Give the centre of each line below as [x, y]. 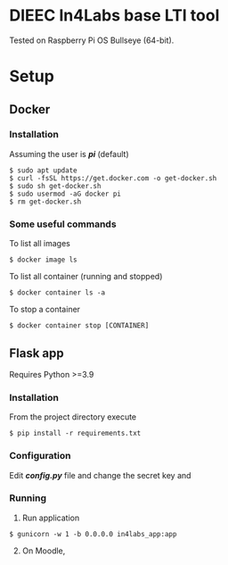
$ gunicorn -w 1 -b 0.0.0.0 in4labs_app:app [93, 534]
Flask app [37, 353]
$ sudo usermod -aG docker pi [65, 194]
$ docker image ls [43, 260]
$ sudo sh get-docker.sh [55, 186]
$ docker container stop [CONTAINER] [79, 326]
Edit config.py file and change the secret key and [100, 475]
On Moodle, [44, 551]
